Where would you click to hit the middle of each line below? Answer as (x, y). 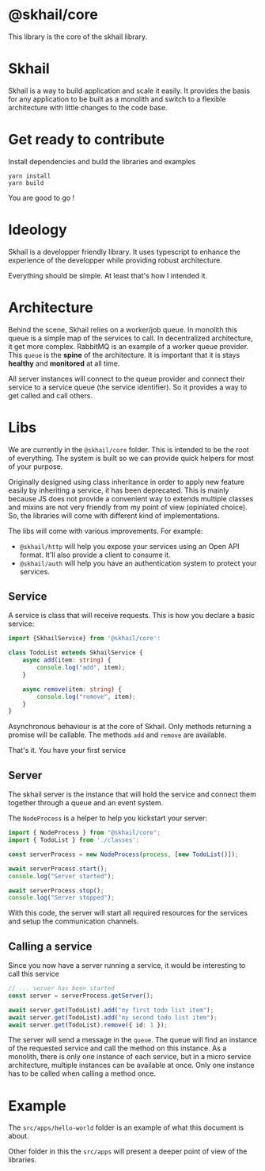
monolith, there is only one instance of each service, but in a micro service (130, 1057)
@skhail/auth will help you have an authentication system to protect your (138, 563)
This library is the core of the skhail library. (78, 36)
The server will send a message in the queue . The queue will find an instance (132, 1040)
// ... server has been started (61, 989)
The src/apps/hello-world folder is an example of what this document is (126, 1127)
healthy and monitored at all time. (64, 363)
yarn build (26, 183)
